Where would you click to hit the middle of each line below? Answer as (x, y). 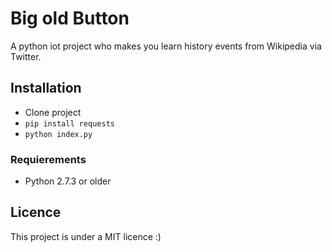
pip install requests (69, 123)
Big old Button (70, 18)
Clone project (53, 112)
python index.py (58, 134)
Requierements (48, 159)
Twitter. (26, 56)
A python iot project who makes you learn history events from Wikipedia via (166, 46)
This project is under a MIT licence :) (86, 236)
